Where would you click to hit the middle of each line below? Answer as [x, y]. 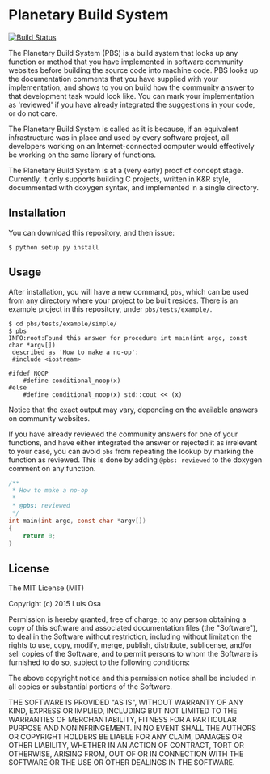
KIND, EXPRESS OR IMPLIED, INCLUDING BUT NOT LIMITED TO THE [123, 711]
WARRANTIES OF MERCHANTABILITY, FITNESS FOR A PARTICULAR [122, 720]
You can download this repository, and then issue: [92, 232]
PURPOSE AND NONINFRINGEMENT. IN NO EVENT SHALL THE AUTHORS [133, 728]
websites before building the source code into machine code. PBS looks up [133, 70]
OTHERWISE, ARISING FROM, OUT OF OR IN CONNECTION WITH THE [126, 754]
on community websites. [49, 418]
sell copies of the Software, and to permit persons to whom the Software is [133, 654]
